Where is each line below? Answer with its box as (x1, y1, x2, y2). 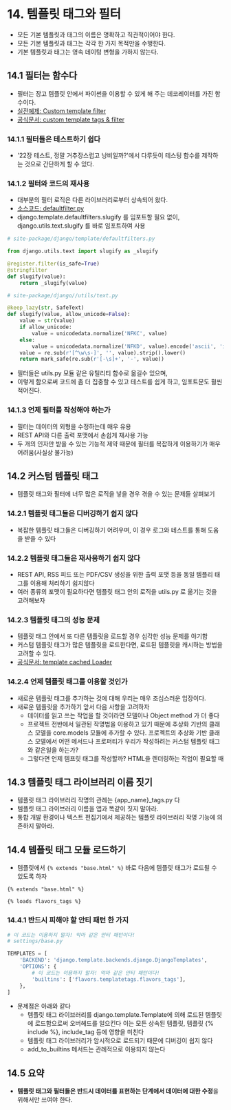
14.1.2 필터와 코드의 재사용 (7, 179, 90, 188)
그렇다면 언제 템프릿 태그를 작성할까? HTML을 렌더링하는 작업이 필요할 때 (27, 754, 224, 762)
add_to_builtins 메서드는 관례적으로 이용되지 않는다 (27, 1045, 166, 1053)
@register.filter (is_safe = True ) (7, 260, 100, 268)
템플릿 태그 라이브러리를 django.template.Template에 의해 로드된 (27, 1011, 204, 1019)
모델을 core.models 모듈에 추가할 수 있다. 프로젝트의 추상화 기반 (34, 729, 208, 737)
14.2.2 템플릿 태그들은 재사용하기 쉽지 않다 (7, 553, 141, 563)
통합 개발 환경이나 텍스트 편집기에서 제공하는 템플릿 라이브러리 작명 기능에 (16, 813, 216, 822)
